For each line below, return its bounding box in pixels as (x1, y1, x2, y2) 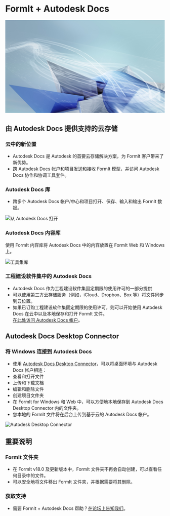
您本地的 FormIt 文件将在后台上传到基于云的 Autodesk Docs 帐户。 (12, 411, 152, 417)
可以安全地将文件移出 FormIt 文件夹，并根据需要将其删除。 (12, 479, 136, 485)
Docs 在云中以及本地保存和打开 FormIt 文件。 (12, 310, 107, 316)
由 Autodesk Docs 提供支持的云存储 (5, 124, 118, 133)
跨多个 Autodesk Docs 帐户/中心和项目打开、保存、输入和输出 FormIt (12, 199, 157, 205)
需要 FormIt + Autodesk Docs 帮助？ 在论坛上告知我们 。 (12, 505, 128, 511)
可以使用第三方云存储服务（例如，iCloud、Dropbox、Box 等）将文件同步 (12, 292, 164, 298)
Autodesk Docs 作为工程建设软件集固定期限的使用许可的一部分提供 (12, 285, 153, 291)
